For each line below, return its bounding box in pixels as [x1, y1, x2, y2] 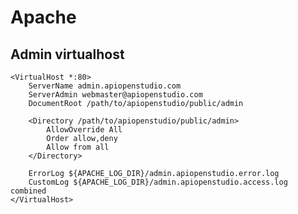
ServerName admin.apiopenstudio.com [28, 81, 182, 91]
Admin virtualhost [10, 46, 125, 63]
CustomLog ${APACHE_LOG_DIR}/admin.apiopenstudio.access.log [28, 177, 288, 187]
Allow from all [46, 142, 110, 152]
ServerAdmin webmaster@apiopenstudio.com [28, 90, 203, 100]
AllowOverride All [46, 125, 123, 135]
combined [10, 186, 47, 196]
